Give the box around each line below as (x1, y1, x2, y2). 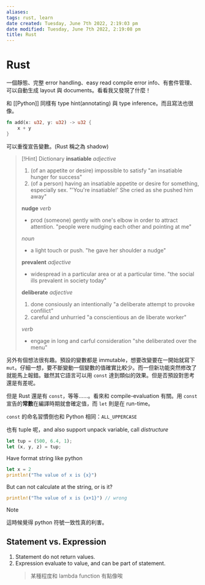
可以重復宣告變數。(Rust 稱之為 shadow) (6, 142, 109, 150)
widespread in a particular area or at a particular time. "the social (30, 270, 195, 278)
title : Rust (6, 32, 37, 38)
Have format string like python (6, 455, 83, 462)
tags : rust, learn (6, 15, 53, 21)
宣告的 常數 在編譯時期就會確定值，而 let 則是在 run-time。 (6, 400, 154, 407)
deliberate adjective (21, 289, 73, 296)
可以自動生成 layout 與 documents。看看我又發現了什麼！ (6, 87, 151, 94)
